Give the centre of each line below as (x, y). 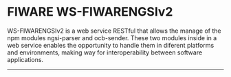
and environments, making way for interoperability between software (105, 52)
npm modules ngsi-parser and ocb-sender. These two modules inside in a (112, 37)
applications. (25, 59)
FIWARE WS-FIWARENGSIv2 (90, 12)
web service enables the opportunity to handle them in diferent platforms (111, 45)
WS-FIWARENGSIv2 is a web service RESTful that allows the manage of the (114, 31)
